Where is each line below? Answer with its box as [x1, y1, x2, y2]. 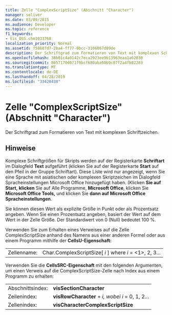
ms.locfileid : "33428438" [5, 79, 60, 84]
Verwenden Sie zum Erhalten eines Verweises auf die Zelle [5, 226, 130, 232]
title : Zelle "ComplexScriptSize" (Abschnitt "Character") [5, 7, 134, 13]
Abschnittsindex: [8, 284, 49, 291]
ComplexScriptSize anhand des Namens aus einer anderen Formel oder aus [5, 232, 165, 238]
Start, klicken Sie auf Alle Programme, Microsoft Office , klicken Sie [5, 185, 149, 191]
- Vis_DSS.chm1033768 [5, 36, 52, 42]
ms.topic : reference [5, 27, 50, 32]
